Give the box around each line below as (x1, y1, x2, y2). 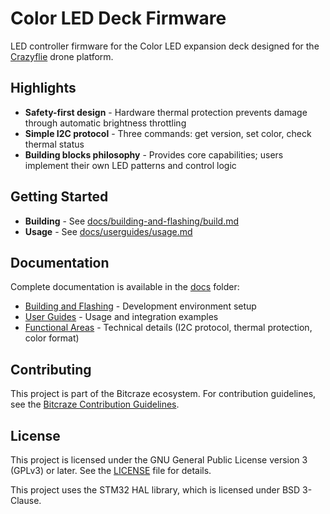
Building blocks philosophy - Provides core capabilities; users (24, 148, 284, 161)
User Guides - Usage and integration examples (24, 311, 219, 323)
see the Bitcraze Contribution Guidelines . (10, 398, 180, 411)
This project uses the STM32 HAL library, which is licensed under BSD (10, 484, 301, 496)
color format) (24, 332, 80, 344)
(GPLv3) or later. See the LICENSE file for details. (10, 465, 212, 476)
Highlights (10, 80, 77, 97)
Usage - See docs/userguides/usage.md (24, 225, 193, 237)
